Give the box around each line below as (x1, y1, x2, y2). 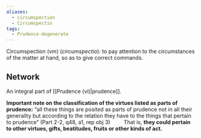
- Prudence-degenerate (11, 31, 69, 37)
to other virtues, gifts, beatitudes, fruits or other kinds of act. (6, 125, 162, 132)
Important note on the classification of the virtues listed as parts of (6, 99, 178, 106)
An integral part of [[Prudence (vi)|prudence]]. (6, 87, 122, 95)
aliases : (6, 8, 28, 15)
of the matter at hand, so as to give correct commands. (6, 54, 144, 61)
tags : (6, 25, 20, 32)
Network (6, 72, 40, 82)
